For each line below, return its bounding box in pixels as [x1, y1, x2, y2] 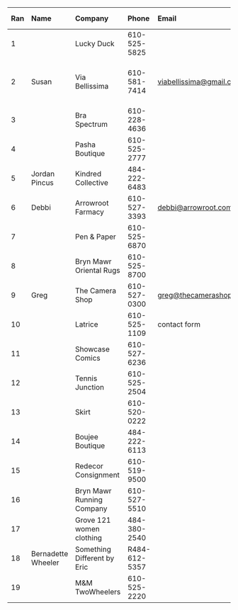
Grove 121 [74, 515, 111, 525]
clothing [74, 533, 103, 543]
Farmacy [74, 207, 105, 217]
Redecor [74, 461, 104, 470]
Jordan [30, 169, 55, 179]
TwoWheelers [74, 587, 121, 597]
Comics [74, 354, 101, 363]
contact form [157, 320, 200, 329]
